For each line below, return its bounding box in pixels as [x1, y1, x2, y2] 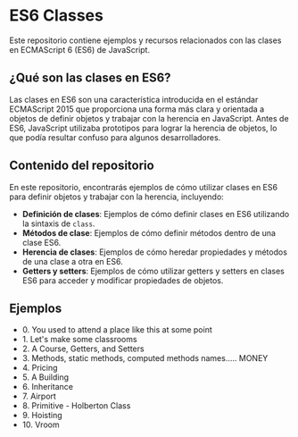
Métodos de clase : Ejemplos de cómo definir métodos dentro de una [21, 227, 277, 238]
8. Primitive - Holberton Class [21, 400, 131, 411]
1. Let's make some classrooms [21, 334, 137, 345]
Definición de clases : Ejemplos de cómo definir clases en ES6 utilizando [21, 208, 290, 219]
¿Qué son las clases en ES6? [9, 71, 171, 86]
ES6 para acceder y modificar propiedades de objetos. [21, 274, 224, 286]
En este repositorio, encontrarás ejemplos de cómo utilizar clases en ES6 [9, 181, 278, 192]
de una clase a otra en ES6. [21, 256, 123, 266]
